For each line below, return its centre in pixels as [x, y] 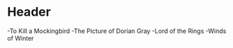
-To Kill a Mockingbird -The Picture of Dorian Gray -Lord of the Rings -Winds [117, 31]
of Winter [21, 38]
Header [29, 12]
